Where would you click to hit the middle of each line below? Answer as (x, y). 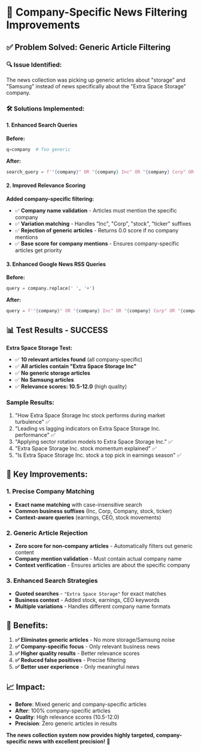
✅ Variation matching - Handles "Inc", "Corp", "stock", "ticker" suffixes (103, 223)
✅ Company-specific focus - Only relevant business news (87, 647)
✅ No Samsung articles (44, 379)
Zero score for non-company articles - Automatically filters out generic (104, 546)
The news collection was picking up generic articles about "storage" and (96, 80)
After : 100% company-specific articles (63, 710)
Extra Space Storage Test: (39, 348)
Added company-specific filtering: (50, 199)
